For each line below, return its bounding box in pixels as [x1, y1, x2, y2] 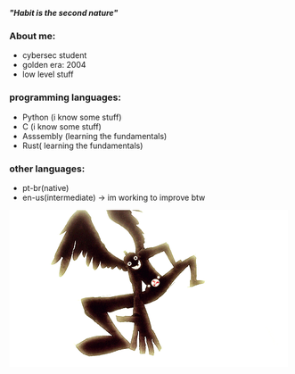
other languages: [9, 162, 86, 175]
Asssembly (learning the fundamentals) [21, 130, 168, 141]
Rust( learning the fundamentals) [21, 140, 143, 151]
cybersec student [21, 50, 87, 61]
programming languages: [9, 91, 122, 104]
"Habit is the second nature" [9, 8, 119, 18]
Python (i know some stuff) [21, 112, 122, 122]
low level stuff [21, 69, 74, 79]
